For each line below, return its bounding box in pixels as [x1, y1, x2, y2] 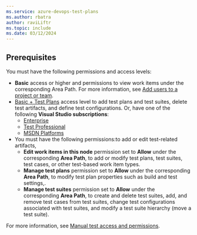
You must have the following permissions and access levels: [6, 68, 152, 75]
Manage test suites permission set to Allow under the [23, 186, 155, 193]
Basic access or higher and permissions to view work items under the [14, 79, 184, 86]
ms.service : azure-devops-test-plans [6, 8, 99, 15]
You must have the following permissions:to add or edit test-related [14, 135, 178, 143]
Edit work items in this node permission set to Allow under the [23, 148, 176, 155]
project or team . [14, 92, 54, 99]
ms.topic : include [6, 25, 51, 31]
